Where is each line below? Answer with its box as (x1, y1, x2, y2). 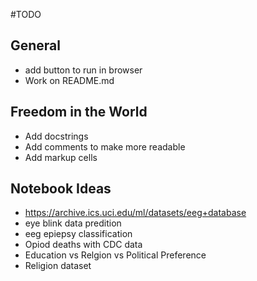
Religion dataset (24, 260, 92, 272)
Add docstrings (24, 130, 89, 142)
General (10, 37, 62, 54)
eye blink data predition (24, 217, 122, 229)
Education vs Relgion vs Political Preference (24, 249, 207, 261)
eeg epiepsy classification (24, 228, 133, 240)
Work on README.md (24, 74, 115, 86)
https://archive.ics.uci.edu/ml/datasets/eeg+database (24, 207, 247, 219)
